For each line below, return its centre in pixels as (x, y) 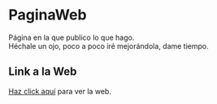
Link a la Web (43, 72)
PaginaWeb (48, 15)
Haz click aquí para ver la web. (60, 91)
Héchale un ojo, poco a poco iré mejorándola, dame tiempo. (108, 45)
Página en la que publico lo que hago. (72, 37)
